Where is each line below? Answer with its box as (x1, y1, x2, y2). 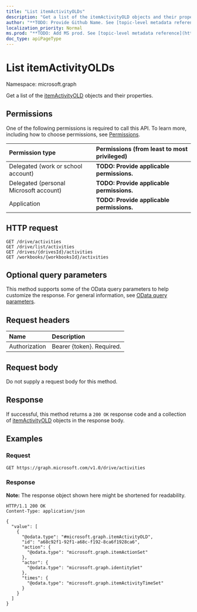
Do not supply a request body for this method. (6, 378, 118, 385)
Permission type (9, 148, 56, 156)
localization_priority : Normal (6, 25, 83, 31)
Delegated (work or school (9, 162, 83, 170)
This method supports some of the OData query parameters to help (6, 285, 169, 292)
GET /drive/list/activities (6, 244, 75, 250)
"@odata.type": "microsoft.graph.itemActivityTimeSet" (27, 580, 164, 586)
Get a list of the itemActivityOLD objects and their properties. (6, 92, 154, 99)
